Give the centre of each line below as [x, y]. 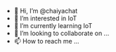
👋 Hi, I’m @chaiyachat [46, 11]
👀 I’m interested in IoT [45, 18]
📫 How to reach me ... [46, 41]
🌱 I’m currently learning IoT [53, 26]
